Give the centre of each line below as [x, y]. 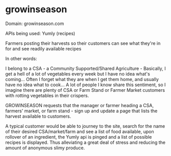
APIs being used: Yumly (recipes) [40, 33]
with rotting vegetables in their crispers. [47, 95]
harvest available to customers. [38, 116]
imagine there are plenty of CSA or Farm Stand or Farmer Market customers [85, 90]
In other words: [21, 58]
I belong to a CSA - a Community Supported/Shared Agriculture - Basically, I [86, 68]
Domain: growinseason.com [35, 23]
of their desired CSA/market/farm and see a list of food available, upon [80, 132]
